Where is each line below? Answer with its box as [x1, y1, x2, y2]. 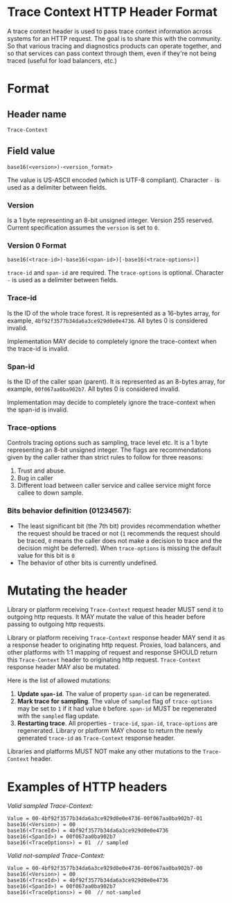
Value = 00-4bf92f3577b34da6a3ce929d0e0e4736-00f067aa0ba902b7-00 [7, 865, 203, 872]
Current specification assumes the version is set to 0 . [7, 224, 160, 232]
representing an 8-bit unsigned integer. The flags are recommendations [7, 446, 212, 454]
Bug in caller [17, 474, 53, 482]
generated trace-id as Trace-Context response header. [17, 734, 175, 742]
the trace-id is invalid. [7, 344, 69, 353]
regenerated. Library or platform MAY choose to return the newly [17, 727, 203, 735]
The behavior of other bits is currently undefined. [17, 558, 158, 567]
